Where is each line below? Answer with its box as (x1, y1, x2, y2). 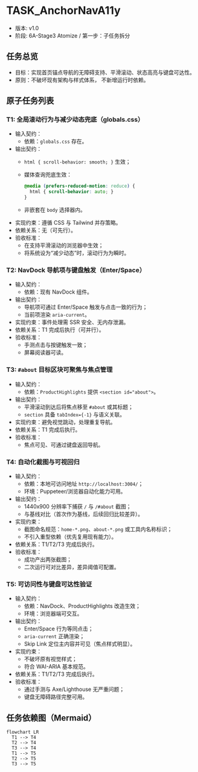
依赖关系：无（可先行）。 (14, 226, 77, 234)
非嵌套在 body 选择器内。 (24, 206, 86, 214)
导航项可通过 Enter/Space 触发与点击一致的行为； (24, 303, 148, 311)
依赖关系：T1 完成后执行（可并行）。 (14, 326, 104, 334)
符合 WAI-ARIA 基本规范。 (24, 663, 89, 670)
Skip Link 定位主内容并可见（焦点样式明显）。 (24, 640, 136, 648)
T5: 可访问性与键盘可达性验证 (6, 579, 92, 588)
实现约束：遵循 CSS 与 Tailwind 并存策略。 (14, 219, 122, 226)
